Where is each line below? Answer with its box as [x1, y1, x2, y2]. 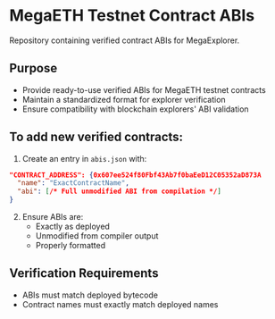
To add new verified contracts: [9, 130, 184, 145]
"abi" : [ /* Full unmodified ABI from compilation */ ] [17, 187, 221, 197]
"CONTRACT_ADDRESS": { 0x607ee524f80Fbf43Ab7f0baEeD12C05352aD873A [9, 171, 262, 180]
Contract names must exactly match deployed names [21, 298, 219, 309]
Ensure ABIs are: [21, 212, 84, 222]
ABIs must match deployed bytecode [21, 290, 159, 300]
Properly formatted [35, 240, 105, 251]
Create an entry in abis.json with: [21, 153, 147, 164]
